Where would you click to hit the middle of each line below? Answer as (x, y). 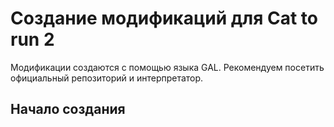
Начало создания (68, 109)
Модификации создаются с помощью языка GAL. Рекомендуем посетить (167, 67)
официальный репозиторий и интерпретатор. (107, 78)
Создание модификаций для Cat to (164, 18)
